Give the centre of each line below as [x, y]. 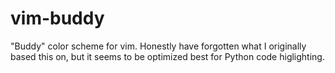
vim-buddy [57, 18]
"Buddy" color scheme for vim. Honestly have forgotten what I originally [158, 46]
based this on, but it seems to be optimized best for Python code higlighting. [167, 56]
